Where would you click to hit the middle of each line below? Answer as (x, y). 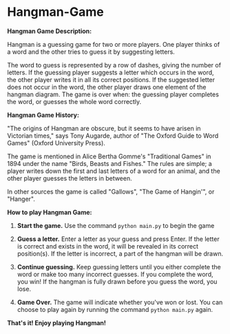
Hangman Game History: (43, 115)
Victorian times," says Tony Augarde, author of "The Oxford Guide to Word (113, 136)
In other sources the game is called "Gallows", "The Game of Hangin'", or (111, 191)
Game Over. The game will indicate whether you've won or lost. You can (120, 302)
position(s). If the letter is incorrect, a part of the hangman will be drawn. (120, 253)
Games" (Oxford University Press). (56, 143)
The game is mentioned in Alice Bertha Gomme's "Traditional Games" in (109, 156)
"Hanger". (21, 199)
